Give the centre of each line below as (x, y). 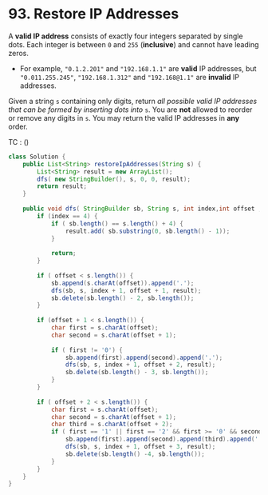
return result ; (62, 186)
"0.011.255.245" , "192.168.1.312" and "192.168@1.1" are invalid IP (129, 77)
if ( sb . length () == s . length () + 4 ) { (117, 224)
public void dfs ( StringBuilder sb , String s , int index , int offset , (142, 209)
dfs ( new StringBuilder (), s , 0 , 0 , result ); (114, 179)
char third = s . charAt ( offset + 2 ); (112, 425)
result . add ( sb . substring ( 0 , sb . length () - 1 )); (148, 231)
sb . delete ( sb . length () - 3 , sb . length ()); (137, 373)
